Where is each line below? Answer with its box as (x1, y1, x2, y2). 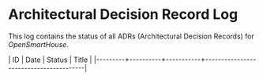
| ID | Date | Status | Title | (8, 55, 92, 64)
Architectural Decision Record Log (8, 5, 239, 24)
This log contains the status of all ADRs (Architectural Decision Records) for (8, 31, 255, 41)
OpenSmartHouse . (8, 39, 70, 49)
